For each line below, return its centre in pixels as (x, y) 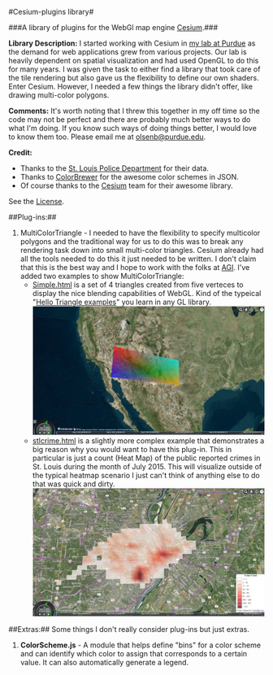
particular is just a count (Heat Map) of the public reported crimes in (146, 458)
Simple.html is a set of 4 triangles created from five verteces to (138, 285)
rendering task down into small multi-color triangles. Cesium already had (142, 250)
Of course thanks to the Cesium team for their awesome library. (126, 185)
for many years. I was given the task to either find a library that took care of (134, 69)
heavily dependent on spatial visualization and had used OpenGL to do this (134, 61)
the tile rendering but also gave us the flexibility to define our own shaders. (134, 78)
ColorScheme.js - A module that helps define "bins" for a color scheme (141, 645)
